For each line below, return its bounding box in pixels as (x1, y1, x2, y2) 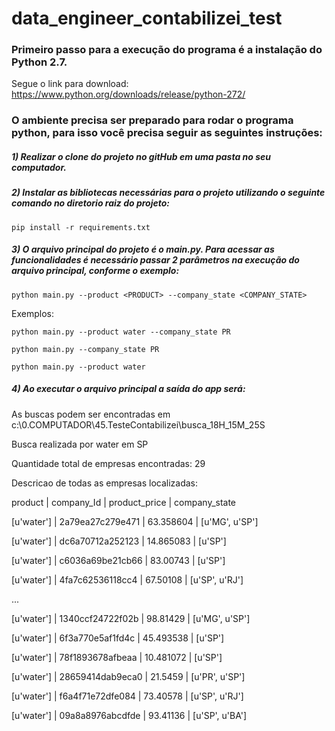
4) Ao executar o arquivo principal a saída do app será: (11, 383, 246, 395)
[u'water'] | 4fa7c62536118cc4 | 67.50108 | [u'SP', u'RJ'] (11, 573, 244, 586)
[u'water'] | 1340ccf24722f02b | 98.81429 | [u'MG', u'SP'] (11, 612, 251, 624)
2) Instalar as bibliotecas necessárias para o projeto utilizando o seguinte (11, 187, 326, 199)
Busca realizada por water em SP (11, 438, 149, 450)
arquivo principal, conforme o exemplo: (11, 265, 180, 277)
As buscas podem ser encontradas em (11, 408, 171, 420)
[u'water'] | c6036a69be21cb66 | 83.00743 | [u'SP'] (11, 554, 226, 566)
